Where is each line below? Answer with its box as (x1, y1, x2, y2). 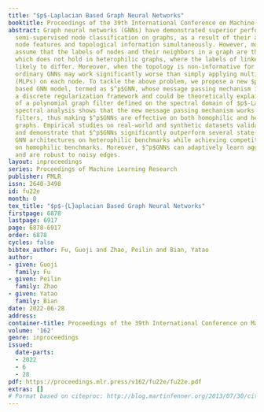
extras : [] (8, 385, 44, 393)
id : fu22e (8, 187, 41, 195)
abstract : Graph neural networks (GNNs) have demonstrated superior (8, 26, 237, 34)
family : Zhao (15, 283, 58, 291)
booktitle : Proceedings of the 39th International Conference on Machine (8, 19, 255, 27)
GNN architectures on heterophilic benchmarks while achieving (15, 135, 226, 144)
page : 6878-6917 (8, 224, 61, 232)
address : (8, 312, 37, 320)
